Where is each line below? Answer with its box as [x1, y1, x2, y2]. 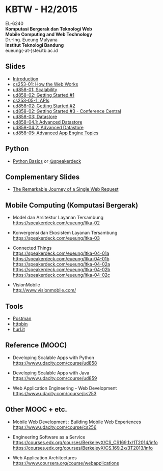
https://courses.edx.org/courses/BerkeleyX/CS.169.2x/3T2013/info [12, 445, 153, 451]
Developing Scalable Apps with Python [12, 355, 94, 361]
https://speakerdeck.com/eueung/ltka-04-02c [12, 272, 111, 278]
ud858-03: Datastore [12, 113, 58, 120]
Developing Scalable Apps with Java [12, 370, 90, 376]
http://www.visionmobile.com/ [12, 287, 76, 293]
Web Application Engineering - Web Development [12, 385, 117, 391]
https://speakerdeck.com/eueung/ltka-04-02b [12, 267, 111, 273]
